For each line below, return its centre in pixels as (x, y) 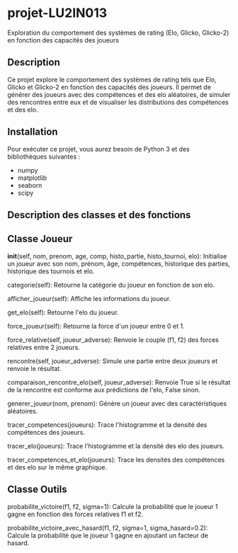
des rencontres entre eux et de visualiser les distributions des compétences (118, 102)
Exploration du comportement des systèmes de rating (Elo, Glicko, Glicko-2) (118, 33)
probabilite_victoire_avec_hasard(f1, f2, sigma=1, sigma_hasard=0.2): (108, 528)
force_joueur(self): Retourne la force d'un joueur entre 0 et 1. (96, 326)
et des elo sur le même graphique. (57, 467)
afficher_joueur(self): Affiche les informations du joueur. (89, 298)
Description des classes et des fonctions (99, 215)
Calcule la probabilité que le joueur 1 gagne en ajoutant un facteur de (108, 535)
